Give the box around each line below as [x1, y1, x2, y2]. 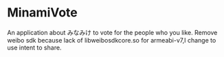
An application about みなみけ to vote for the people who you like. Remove [7, 28, 218, 36]
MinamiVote [7, 5, 78, 21]
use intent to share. [7, 43, 62, 52]
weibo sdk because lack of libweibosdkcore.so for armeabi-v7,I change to [7, 36, 216, 44]
